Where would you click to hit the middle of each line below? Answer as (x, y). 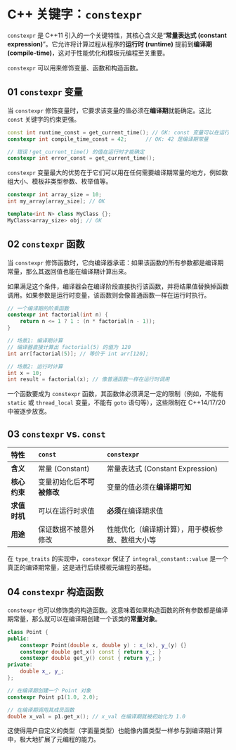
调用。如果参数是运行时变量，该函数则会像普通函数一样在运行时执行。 (109, 295)
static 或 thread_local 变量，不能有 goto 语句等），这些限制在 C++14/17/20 (117, 402)
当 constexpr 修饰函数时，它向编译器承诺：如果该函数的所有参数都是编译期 (116, 262)
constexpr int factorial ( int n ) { (58, 315)
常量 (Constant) (64, 469)
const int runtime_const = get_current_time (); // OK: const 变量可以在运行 (118, 132)
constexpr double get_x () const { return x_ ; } (91, 652)
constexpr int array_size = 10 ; (54, 195)
